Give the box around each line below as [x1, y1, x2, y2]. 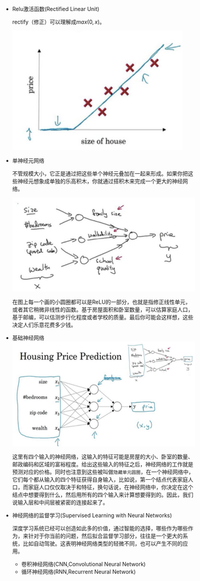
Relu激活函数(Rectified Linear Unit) [12, 5, 100, 12]
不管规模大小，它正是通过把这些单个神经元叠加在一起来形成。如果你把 [12, 170, 188, 177]
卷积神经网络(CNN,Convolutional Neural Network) [21, 560, 146, 568]
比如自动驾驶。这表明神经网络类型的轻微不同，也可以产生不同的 [22, 540, 183, 547]
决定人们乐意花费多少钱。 [12, 321, 77, 328]
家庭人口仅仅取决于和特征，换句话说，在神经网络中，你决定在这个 [28, 483, 193, 491]
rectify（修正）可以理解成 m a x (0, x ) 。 [12, 18, 105, 26]
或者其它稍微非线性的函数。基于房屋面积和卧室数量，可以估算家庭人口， [12, 305, 193, 313]
